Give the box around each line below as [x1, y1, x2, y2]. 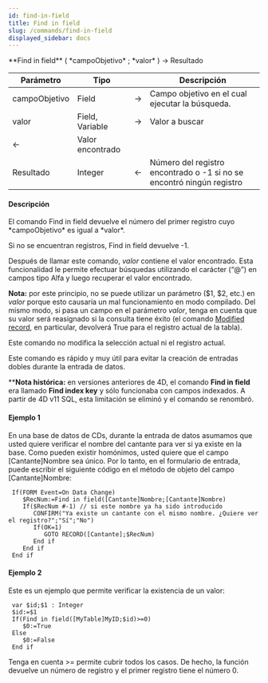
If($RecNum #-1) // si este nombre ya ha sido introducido [22, 502, 223, 511]
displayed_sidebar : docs [8, 34, 91, 42]
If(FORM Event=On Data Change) [11, 488, 116, 496]
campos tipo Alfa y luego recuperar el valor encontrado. [8, 273, 193, 283]
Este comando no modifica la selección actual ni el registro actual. [8, 338, 226, 348]
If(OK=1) [33, 523, 62, 531]
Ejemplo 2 [8, 568, 42, 578]
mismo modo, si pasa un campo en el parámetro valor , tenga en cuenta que [8, 306, 258, 315]
